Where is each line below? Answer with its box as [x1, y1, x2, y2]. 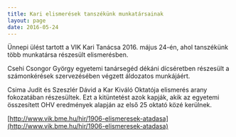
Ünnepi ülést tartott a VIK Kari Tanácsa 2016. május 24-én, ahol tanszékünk [7, 43, 229, 52]
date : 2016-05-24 [7, 23, 59, 31]
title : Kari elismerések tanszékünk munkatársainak [7, 10, 163, 18]
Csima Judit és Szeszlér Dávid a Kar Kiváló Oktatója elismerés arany [7, 86, 208, 94]
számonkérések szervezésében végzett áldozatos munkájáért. [7, 72, 191, 80]
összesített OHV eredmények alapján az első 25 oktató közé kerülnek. [7, 101, 212, 109]
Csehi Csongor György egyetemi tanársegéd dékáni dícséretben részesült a [7, 65, 230, 73]
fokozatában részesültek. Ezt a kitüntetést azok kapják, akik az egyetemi [7, 93, 220, 102]
